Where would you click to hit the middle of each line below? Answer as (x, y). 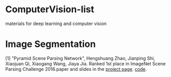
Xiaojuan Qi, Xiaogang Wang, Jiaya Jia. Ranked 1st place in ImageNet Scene (85, 63)
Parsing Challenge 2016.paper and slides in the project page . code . (76, 69)
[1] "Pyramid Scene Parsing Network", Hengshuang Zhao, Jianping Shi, (80, 58)
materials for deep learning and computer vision (56, 23)
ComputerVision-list (50, 9)
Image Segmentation (51, 44)
